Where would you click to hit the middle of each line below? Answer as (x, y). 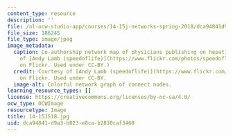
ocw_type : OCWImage (35, 104)
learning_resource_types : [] (49, 91)
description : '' (31, 20)
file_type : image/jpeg (40, 39)
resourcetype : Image (37, 110)
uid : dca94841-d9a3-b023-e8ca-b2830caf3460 (71, 123)
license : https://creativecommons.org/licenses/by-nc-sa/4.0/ (99, 98)
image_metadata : (31, 46)
